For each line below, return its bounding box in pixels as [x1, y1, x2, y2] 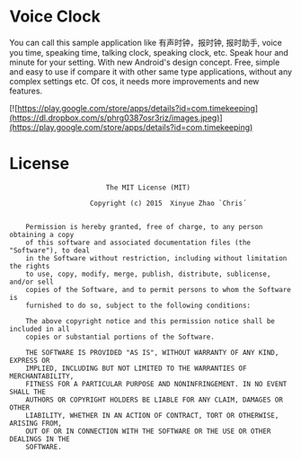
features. [9, 85, 43, 96]
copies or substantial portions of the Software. [25, 332, 216, 341]
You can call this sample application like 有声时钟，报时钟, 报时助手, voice [9, 37, 283, 48]
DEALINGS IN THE [9, 434, 70, 444]
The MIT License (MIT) [105, 182, 191, 192]
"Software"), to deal [9, 245, 91, 255]
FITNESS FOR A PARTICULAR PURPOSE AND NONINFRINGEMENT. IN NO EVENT [25, 379, 288, 388]
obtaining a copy [9, 230, 75, 239]
